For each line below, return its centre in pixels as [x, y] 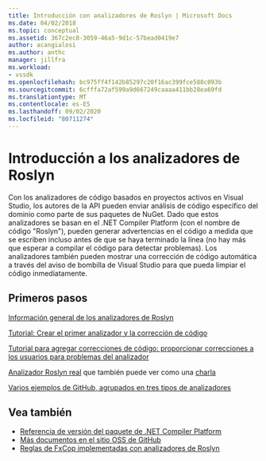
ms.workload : [30, 68]
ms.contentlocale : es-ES [49, 104]
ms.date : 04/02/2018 [42, 23]
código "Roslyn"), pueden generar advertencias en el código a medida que [131, 230]
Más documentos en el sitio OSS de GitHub [90, 440]
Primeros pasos [48, 298]
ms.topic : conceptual [44, 30]
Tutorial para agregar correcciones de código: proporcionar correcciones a [131, 348]
